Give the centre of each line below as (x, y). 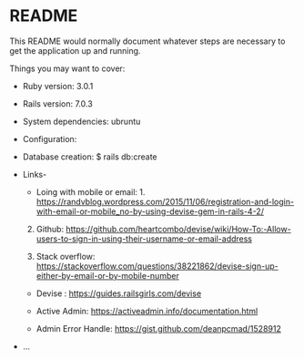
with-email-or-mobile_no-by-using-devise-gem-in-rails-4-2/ (150, 211)
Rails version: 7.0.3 (57, 103)
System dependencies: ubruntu (81, 121)
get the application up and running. (75, 50)
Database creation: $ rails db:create (90, 157)
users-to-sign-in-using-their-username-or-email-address (144, 239)
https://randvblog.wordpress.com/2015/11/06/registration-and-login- (165, 201)
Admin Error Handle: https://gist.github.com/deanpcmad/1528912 (159, 328)
